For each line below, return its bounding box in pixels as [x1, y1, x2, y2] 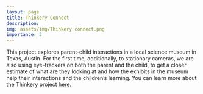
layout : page [6, 9, 40, 15]
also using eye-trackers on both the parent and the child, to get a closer [6, 62, 187, 69]
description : [6, 20, 40, 26]
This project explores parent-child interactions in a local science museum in [6, 48, 197, 56]
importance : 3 [6, 32, 43, 38]
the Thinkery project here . [6, 81, 72, 89]
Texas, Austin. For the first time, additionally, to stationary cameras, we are [6, 55, 194, 62]
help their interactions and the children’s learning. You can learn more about [6, 74, 197, 82]
